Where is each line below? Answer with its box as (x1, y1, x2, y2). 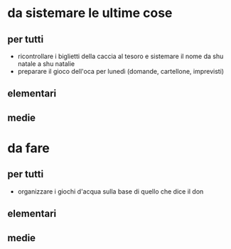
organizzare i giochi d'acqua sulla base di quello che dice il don (17, 187, 204, 196)
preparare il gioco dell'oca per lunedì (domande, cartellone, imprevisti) (17, 67, 225, 75)
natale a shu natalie (17, 60, 75, 68)
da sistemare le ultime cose (7, 5, 173, 21)
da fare (7, 140, 50, 156)
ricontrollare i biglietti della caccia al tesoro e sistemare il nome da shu (17, 52, 224, 60)
